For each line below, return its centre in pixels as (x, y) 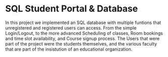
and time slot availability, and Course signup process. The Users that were (82, 38)
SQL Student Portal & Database (72, 9)
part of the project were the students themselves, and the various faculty (81, 43)
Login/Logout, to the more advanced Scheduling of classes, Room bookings (84, 33)
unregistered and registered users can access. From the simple (71, 27)
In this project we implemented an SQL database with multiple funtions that (83, 22)
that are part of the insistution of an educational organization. (69, 49)
